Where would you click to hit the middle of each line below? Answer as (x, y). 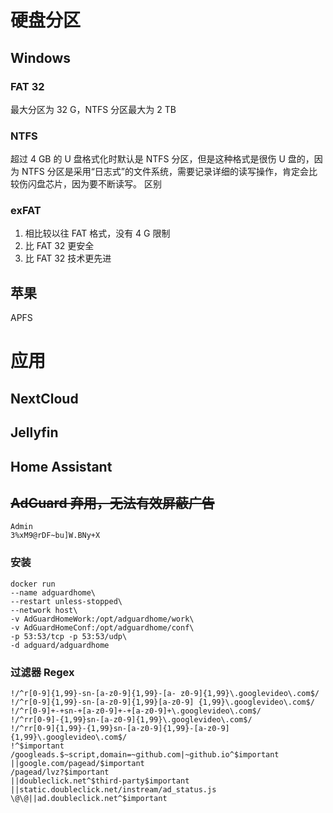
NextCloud (44, 398)
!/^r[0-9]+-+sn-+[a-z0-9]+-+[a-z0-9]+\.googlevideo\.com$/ (136, 711)
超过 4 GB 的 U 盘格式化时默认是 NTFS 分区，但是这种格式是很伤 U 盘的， (162, 159)
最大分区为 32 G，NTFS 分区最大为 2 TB (93, 109)
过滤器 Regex (42, 672)
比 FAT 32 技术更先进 (68, 258)
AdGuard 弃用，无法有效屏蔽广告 (112, 503)
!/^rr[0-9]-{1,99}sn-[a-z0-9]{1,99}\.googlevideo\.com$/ (131, 720)
